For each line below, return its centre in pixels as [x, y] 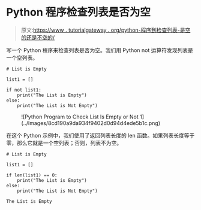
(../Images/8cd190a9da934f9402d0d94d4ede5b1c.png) [91, 123]
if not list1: [24, 90]
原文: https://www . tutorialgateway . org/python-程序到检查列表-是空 [106, 30]
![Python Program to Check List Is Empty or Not [80, 117]
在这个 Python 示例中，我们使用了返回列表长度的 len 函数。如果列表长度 [95, 135]
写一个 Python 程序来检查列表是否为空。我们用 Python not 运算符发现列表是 [100, 50]
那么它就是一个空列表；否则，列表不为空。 [69, 143]
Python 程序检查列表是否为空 [79, 12]
